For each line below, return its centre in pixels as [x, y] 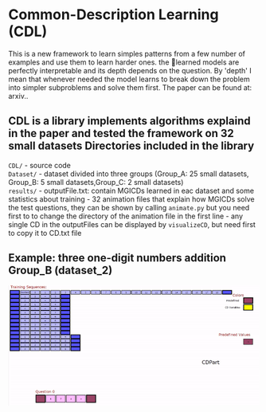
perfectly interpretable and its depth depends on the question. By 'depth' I [130, 70]
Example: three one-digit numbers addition [117, 258]
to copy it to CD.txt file [45, 233]
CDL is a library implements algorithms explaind [129, 121]
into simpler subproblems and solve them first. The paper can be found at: [130, 87]
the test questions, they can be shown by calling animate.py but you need [129, 207]
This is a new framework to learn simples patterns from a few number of [127, 53]
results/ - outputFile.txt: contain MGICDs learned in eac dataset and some [131, 190]
